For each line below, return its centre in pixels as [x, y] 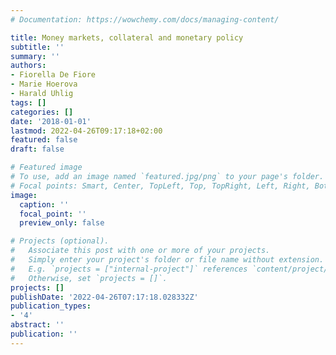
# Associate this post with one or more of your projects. [140, 251]
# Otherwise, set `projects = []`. [89, 278]
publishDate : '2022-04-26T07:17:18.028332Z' [104, 297]
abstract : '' [37, 325]
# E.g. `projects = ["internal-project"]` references [129, 269]
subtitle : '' [37, 47]
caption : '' [44, 204]
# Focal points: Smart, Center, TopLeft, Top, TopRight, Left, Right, [160, 186]
